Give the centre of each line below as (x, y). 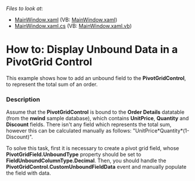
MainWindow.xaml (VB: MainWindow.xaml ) (66, 20)
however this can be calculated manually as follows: (69, 131)
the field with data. (29, 173)
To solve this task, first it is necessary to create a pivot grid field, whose (93, 148)
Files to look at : (25, 8)
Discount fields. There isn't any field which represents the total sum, (89, 124)
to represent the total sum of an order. (52, 84)
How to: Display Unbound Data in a (92, 50)
